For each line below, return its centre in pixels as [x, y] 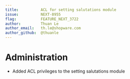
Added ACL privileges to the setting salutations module [68, 71]
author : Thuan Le [32, 24]
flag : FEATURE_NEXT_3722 [42, 19]
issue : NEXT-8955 [33, 14]
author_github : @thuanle [32, 33]
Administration [36, 57]
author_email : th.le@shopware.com [43, 28]
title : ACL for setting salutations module [61, 10]
